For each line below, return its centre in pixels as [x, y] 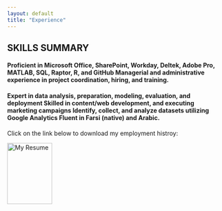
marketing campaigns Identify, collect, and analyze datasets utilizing [108, 110]
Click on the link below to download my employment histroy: [93, 133]
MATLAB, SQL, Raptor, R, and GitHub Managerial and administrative [106, 72]
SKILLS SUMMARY [48, 48]
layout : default [30, 13]
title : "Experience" [37, 20]
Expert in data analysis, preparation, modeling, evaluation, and [99, 96]
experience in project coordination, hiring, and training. [88, 80]
